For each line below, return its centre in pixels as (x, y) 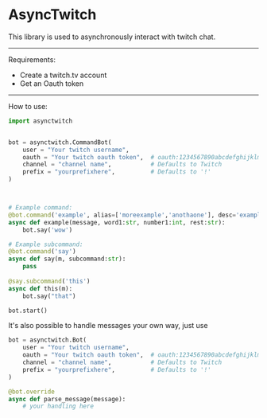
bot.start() (28, 311)
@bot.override (32, 392)
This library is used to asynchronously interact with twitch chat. (112, 37)
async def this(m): (41, 288)
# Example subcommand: (46, 244)
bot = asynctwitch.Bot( (48, 340)
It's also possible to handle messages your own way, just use (108, 326)
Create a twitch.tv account (63, 75)
